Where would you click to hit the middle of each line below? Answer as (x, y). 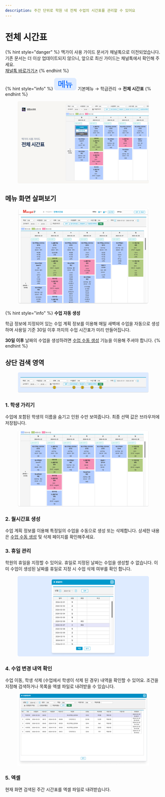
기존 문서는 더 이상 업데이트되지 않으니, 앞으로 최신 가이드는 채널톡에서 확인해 (80, 58)
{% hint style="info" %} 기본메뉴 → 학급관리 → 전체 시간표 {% (78, 88)
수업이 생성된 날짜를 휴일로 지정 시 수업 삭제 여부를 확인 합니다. (71, 569)
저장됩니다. (16, 423)
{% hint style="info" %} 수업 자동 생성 (43, 313)
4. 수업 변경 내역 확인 (29, 668)
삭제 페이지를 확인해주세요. (69, 537)
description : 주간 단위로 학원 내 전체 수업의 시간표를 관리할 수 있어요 (70, 10)
